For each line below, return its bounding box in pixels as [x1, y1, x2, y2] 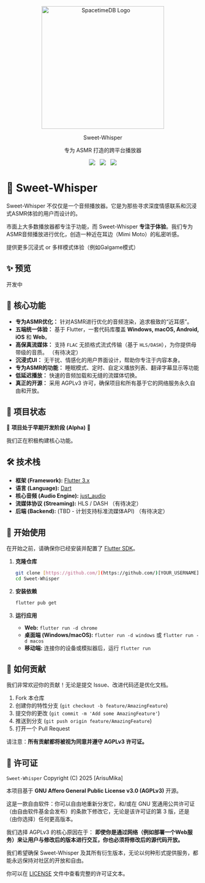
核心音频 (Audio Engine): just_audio [15, 492, 106, 499]
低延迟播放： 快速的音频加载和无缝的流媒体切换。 [15, 371, 141, 379]
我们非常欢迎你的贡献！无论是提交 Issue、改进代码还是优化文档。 [6, 681, 171, 688]
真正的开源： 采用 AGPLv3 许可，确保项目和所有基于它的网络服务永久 [15, 379, 190, 387]
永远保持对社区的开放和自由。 [11, 857, 87, 865]
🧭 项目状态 [6, 406, 46, 417]
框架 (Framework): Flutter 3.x [15, 477, 90, 484]
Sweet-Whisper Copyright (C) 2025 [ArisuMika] [6, 774, 124, 782]
